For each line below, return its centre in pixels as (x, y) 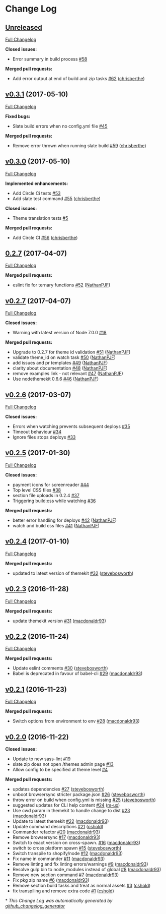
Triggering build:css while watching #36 (54, 501)
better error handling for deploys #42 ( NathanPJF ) (65, 520)
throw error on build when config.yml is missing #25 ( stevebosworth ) (84, 800)
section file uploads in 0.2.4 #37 (46, 495)
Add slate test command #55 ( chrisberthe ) (56, 198)
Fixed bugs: (18, 116)
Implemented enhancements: (37, 183)
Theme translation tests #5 (40, 218)
